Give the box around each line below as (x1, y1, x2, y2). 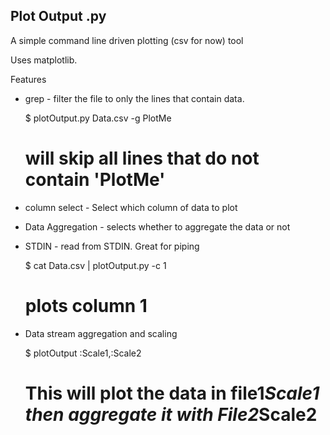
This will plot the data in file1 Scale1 (24, 382, 320, 404)
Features (10, 73, 47, 85)
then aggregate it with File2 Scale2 (24, 403, 318, 426)
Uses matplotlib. (10, 54, 78, 66)
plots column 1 (24, 294, 148, 317)
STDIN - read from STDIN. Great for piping (24, 240, 200, 252)
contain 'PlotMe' (24, 169, 166, 191)
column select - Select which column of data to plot (24, 201, 238, 213)
